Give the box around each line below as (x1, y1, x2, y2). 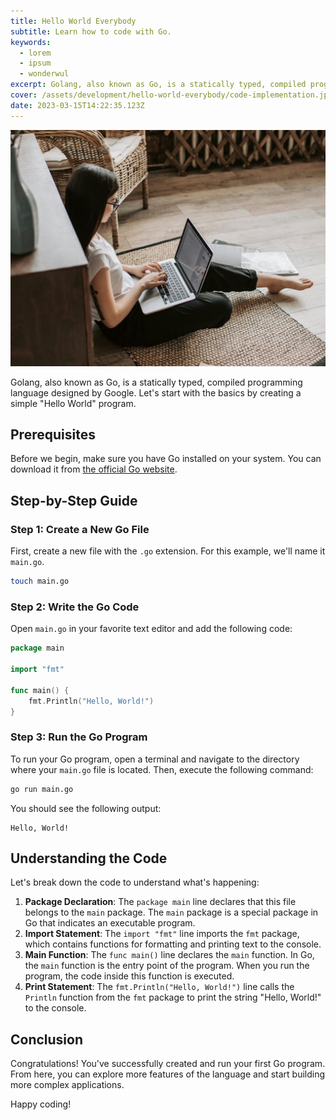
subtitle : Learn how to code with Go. (10, 26, 172, 37)
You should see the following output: (10, 802, 162, 814)
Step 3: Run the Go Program (10, 730, 148, 744)
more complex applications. (10, 1079, 125, 1091)
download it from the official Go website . (10, 463, 178, 475)
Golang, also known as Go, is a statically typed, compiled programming (10, 376, 303, 388)
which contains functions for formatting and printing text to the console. (24, 938, 322, 950)
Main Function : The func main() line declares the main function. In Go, (24, 949, 315, 961)
